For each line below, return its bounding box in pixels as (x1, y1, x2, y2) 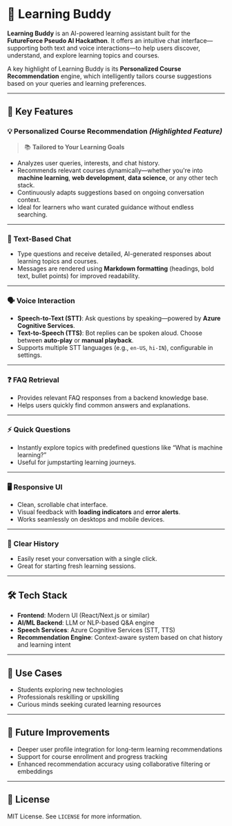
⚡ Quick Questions (7, 425, 71, 434)
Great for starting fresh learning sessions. (17, 562, 136, 570)
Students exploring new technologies (17, 686, 124, 694)
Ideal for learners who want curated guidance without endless (17, 203, 195, 211)
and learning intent (17, 641, 71, 649)
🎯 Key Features (7, 106, 74, 118)
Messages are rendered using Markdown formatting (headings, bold (17, 264, 214, 273)
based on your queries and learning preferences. (7, 79, 146, 87)
